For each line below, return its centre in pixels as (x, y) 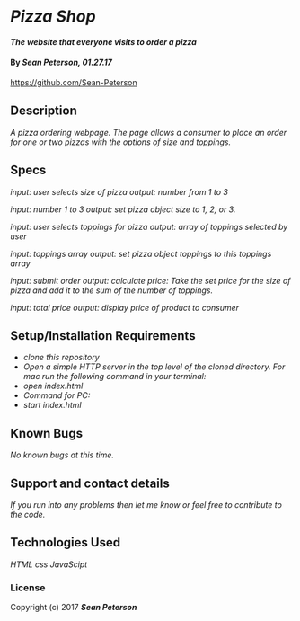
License (28, 588)
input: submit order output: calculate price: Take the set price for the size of (150, 280)
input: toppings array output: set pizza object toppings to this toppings (141, 253)
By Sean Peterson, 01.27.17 (62, 62)
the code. (28, 515)
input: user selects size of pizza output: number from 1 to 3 (119, 191)
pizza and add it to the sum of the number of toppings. (112, 290)
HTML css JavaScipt (49, 564)
